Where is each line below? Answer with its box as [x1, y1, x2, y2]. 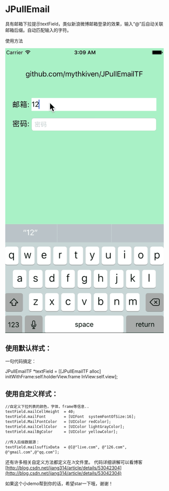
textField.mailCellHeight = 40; [5, 409, 75, 415]
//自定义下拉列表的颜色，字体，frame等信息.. [5, 404, 90, 410]
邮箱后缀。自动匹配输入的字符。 [5, 27, 71, 33]
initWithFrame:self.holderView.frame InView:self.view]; [5, 374, 118, 380]
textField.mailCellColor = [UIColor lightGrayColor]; [5, 424, 125, 430]
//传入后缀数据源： [5, 440, 40, 445]
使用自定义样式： [5, 389, 58, 398]
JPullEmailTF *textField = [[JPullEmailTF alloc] [5, 368, 102, 374]
